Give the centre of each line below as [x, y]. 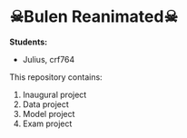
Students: [29, 42]
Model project [49, 113]
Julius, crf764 [49, 59]
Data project [46, 104]
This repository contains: [56, 77]
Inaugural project [54, 94]
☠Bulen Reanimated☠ [94, 17]
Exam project [47, 123]
